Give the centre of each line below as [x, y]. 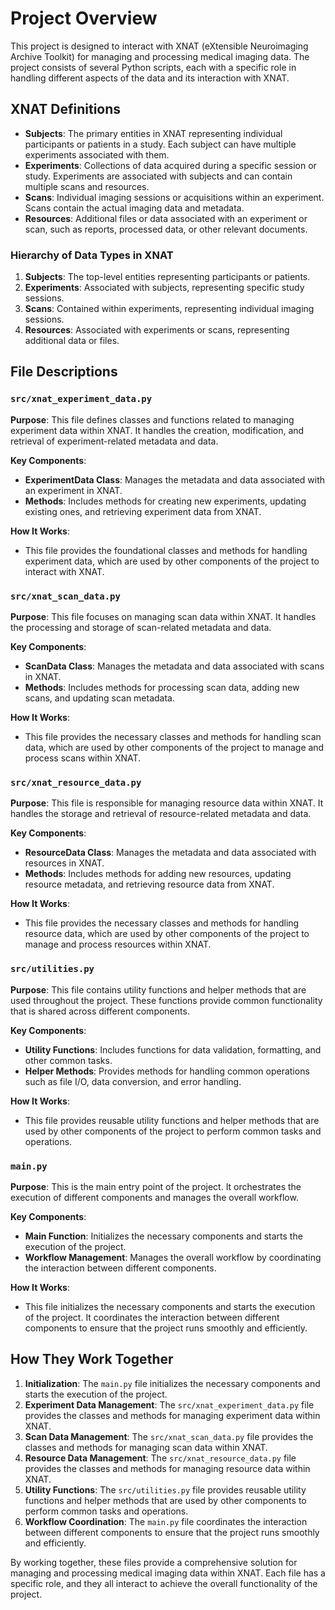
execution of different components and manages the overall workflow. [154, 1197]
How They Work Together [92, 1359]
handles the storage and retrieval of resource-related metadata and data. [161, 814]
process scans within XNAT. [83, 758]
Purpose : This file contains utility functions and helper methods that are [158, 989]
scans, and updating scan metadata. [100, 698]
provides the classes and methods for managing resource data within [167, 1468]
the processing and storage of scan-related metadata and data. [141, 628]
